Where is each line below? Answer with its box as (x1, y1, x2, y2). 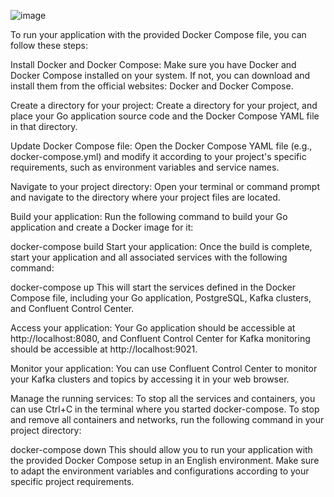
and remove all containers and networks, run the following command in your (10, 414, 325, 425)
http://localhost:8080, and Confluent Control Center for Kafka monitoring (10, 333, 311, 344)
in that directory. (10, 121, 78, 132)
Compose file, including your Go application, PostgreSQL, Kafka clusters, (10, 292, 312, 304)
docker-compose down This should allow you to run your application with (10, 444, 313, 455)
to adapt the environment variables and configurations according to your (10, 465, 310, 477)
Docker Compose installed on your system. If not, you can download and (10, 70, 311, 81)
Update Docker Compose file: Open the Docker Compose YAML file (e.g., (10, 140, 313, 152)
